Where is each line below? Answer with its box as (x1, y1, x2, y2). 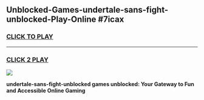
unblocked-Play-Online (6, 15, 97, 25)
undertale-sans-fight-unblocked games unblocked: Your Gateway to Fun (6, 80, 194, 87)
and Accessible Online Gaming (6, 87, 86, 94)
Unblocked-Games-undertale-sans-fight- (6, 5, 169, 15)
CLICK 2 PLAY (6, 55, 49, 64)
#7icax (98, 15, 124, 25)
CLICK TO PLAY (6, 33, 53, 41)
